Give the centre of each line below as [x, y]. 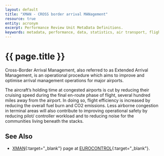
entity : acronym [21, 23]
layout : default [21, 10]
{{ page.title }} [35, 56]
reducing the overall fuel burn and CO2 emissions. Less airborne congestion [82, 105]
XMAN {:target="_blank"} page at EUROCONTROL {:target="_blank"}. [81, 148]
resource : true [20, 19]
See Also [19, 137]
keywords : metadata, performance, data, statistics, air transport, [76, 32]
